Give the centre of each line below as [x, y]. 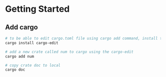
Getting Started [38, 9]
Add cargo [21, 27]
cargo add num [20, 56]
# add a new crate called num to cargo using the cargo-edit [69, 52]
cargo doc [15, 70]
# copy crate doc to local [33, 65]
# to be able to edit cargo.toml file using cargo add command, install [82, 38]
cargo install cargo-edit [32, 43]
